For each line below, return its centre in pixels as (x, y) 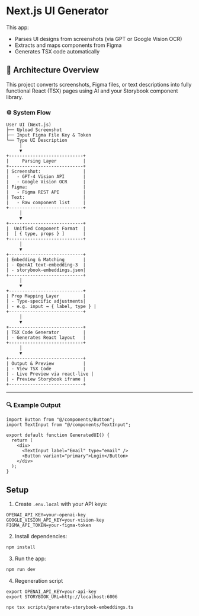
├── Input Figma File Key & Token (49, 135)
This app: (18, 27)
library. (15, 97)
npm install (21, 547)
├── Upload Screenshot (34, 130)
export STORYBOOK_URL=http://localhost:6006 (62, 597)
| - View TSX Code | (46, 369)
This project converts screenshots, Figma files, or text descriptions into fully (99, 84)
